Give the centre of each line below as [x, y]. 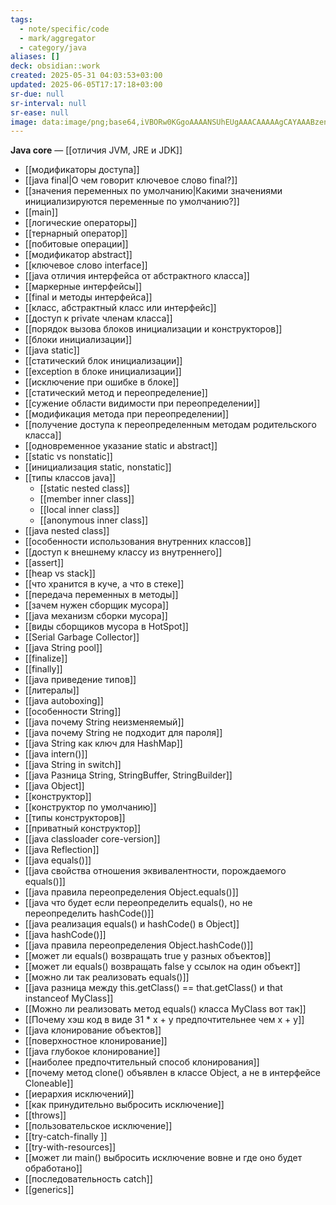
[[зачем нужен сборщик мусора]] [97, 605]
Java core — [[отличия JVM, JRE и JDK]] [96, 150]
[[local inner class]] [79, 510]
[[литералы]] [52, 690]
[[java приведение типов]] [80, 680]
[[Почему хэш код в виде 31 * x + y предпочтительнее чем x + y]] [164, 1020]
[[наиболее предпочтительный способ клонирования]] [142, 1062]
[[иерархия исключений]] [79, 1094]
